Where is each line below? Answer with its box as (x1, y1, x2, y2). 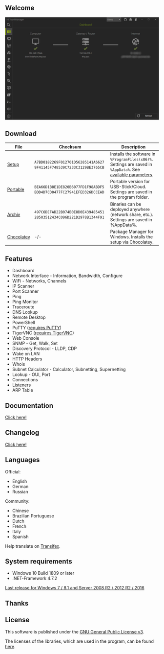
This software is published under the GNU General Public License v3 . (5, 629, 144, 634)
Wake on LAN (12, 351, 40, 357)
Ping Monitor (12, 299, 38, 305)
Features (5, 255, 33, 263)
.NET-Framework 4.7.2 (12, 575, 58, 582)
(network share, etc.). (110, 211, 154, 217)
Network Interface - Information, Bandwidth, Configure (12, 273, 123, 279)
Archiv (7, 211, 20, 217)
